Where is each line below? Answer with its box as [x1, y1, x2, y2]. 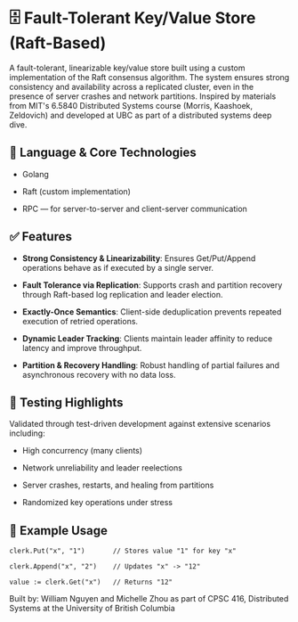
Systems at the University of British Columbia [9, 603, 175, 614]
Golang [21, 168, 49, 179]
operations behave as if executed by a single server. [21, 262, 214, 273]
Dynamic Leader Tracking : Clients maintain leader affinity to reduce [21, 332, 273, 344]
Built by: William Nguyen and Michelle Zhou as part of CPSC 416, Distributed [9, 593, 289, 604]
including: [9, 428, 46, 438]
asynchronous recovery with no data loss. [21, 369, 176, 380]
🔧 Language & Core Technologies [9, 145, 197, 160]
